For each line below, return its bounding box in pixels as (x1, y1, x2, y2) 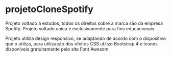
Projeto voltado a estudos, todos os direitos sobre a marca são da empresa (5, 20, 163, 26)
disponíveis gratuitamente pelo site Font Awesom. (5, 46, 110, 52)
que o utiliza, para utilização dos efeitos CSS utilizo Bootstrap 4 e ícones (5, 40, 158, 46)
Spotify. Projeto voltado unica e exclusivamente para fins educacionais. (5, 25, 156, 31)
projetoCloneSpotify (5, 4, 93, 15)
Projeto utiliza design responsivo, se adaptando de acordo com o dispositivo (5, 35, 166, 41)
